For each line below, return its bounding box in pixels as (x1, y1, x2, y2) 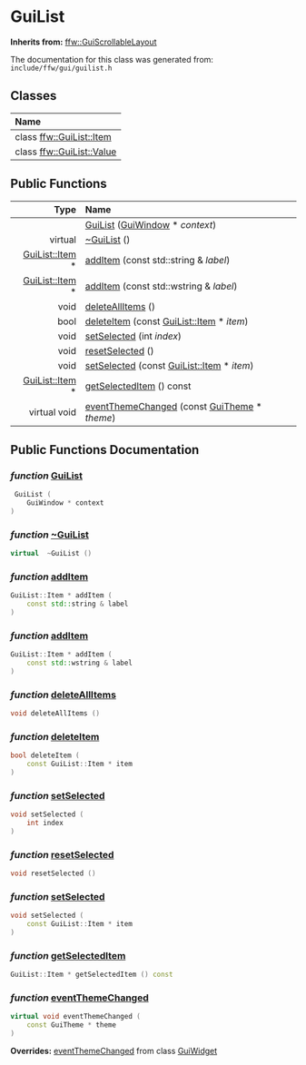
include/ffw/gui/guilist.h (10, 64, 113, 73)
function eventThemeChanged (10, 991, 149, 1004)
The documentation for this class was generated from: (10, 54, 214, 64)
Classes (10, 88, 57, 104)
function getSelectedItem (10, 949, 126, 961)
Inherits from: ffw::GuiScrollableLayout (10, 36, 157, 47)
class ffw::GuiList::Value (15, 145, 117, 158)
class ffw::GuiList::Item (15, 130, 112, 143)
